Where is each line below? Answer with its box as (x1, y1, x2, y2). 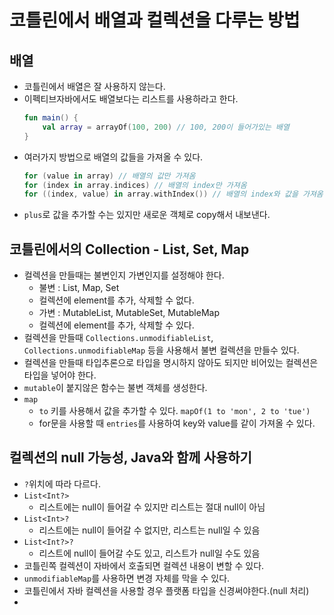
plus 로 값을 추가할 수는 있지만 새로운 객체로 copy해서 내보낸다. (23, 209, 271, 221)
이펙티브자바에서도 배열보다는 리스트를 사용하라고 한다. (23, 93, 239, 105)
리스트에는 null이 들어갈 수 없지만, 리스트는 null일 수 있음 (38, 524, 261, 536)
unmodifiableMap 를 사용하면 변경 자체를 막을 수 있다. (23, 572, 231, 584)
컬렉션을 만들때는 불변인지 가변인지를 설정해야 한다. (23, 269, 225, 281)
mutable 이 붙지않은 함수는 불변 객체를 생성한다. (23, 382, 208, 394)
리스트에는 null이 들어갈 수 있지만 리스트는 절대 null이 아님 (38, 501, 266, 513)
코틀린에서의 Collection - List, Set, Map (9, 241, 250, 258)
